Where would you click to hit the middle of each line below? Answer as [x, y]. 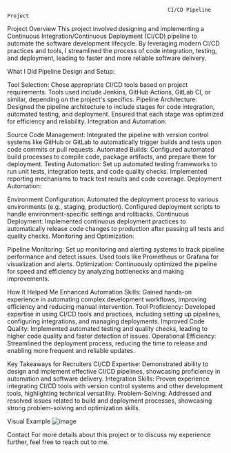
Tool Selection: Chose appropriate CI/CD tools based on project [98, 85]
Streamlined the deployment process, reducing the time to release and [107, 343]
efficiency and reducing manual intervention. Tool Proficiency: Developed [111, 306]
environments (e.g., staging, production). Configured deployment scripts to [114, 207]
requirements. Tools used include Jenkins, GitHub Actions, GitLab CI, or [109, 92]
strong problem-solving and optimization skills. [74, 408]
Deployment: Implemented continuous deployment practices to [97, 221]
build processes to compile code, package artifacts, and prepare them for [112, 157]
